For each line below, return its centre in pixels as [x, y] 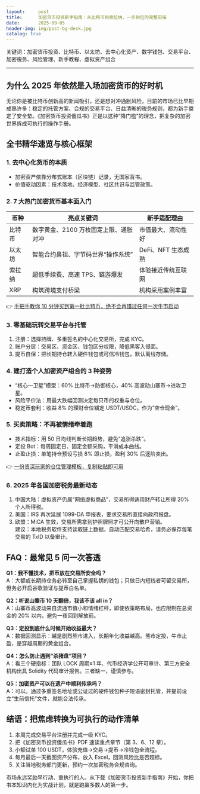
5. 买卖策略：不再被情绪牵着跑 [49, 425]
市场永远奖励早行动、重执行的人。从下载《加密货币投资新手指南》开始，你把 [100, 777]
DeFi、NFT [154, 250]
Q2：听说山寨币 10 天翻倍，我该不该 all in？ [60, 600]
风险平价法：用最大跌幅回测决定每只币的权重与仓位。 [80, 400]
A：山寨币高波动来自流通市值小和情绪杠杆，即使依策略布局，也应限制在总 [97, 608]
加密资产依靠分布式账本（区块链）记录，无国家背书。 [80, 176]
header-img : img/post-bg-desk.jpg [49, 28]
